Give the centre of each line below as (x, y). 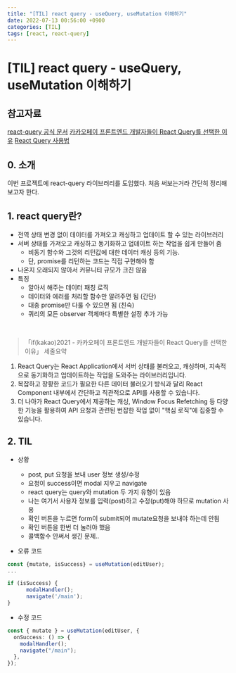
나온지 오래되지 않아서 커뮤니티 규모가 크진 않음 (82, 270)
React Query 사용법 (42, 141)
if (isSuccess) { (33, 584)
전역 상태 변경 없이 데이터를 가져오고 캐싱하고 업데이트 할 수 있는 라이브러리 (120, 234)
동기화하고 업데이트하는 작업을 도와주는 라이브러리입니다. (109, 375)
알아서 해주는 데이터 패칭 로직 (68, 287)
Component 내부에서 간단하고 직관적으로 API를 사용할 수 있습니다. (109, 392)
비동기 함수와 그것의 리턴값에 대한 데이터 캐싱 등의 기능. (104, 252)
